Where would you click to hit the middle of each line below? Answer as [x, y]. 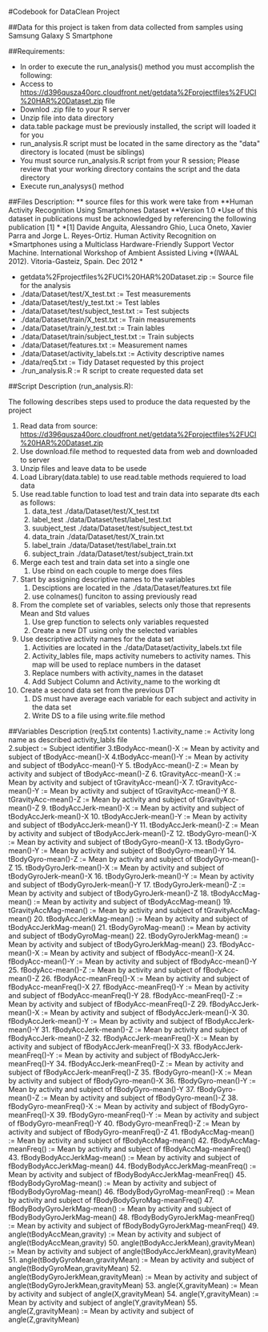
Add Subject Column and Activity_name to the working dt [126, 682]
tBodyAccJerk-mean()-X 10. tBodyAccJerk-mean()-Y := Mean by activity [128, 816]
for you [32, 135]
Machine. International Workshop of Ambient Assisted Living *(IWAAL [124, 253]
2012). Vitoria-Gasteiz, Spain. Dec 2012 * [76, 261]
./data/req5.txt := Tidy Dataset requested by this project [112, 362]
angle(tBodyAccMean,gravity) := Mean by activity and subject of [115, 1234]
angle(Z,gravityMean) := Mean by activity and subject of [101, 1311]
